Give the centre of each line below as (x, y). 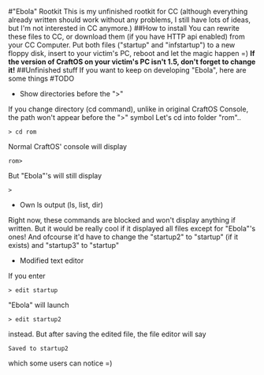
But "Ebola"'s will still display (55, 176)
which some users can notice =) (60, 363)
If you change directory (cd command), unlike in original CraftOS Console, (128, 109)
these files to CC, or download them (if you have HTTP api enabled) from (127, 36)
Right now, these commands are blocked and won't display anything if (122, 220)
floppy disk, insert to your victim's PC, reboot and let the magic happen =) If (132, 53)
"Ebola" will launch (39, 305)
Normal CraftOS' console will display (68, 146)
